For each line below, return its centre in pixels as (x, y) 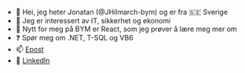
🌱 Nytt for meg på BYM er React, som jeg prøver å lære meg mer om (126, 29)
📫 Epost (30, 49)
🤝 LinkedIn (33, 61)
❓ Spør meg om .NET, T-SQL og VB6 (74, 38)
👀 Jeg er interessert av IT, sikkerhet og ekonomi (93, 21)
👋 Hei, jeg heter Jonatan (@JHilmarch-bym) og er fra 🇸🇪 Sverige (122, 12)
